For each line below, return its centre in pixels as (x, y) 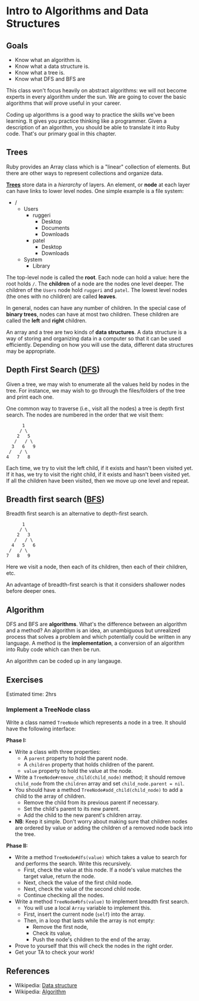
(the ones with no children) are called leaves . (61, 296)
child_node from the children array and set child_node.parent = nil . (99, 784)
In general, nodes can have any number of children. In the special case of (96, 307)
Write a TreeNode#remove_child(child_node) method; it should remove (100, 777)
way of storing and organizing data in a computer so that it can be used (94, 338)
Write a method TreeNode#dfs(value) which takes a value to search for (101, 857)
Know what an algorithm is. (48, 60)
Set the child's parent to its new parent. (72, 809)
